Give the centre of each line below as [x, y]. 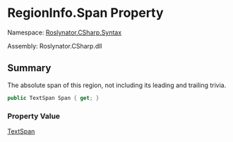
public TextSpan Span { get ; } [53, 98]
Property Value [34, 116]
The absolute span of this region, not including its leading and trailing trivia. [117, 85]
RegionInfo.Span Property [85, 13]
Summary [29, 68]
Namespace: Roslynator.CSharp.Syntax [65, 32]
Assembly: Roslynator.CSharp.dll [55, 46]
